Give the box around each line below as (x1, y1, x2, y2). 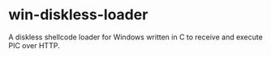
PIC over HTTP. (8, 40, 60, 50)
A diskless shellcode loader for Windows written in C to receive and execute (8, 32, 264, 42)
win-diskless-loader (8, 6, 148, 24)
